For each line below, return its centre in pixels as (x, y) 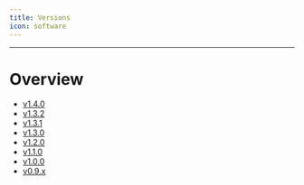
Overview (47, 79)
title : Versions (40, 18)
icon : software (38, 26)
